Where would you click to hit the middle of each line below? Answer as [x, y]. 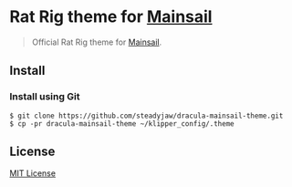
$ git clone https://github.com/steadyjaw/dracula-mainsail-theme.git [146, 116]
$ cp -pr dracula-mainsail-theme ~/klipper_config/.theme [122, 124]
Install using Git [45, 97]
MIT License [33, 173]
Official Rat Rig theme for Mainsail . [97, 42]
